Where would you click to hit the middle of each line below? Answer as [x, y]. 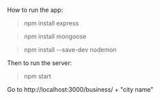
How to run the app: [35, 10]
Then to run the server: [40, 63]
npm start [37, 76]
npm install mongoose [55, 36]
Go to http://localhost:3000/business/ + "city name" [80, 89]
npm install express [51, 23]
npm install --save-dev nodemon [70, 50]
